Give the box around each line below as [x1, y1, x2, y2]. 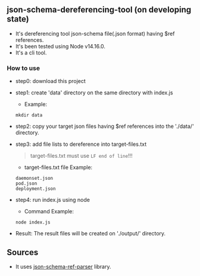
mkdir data [15, 112, 43, 118]
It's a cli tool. [15, 49, 47, 56]
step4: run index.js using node [15, 197, 90, 204]
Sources [7, 247, 39, 257]
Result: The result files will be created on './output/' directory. [15, 230, 166, 237]
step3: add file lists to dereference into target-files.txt [15, 140, 147, 148]
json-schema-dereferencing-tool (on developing [7, 5, 192, 15]
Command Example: [24, 208, 74, 215]
